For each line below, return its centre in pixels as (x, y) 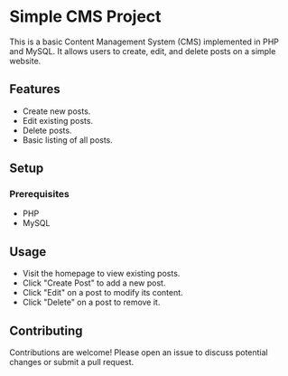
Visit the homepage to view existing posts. (101, 274)
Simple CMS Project (85, 17)
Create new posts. (56, 111)
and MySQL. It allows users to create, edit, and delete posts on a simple (143, 51)
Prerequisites (39, 194)
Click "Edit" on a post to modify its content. (102, 293)
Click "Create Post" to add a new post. (94, 283)
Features (35, 89)
